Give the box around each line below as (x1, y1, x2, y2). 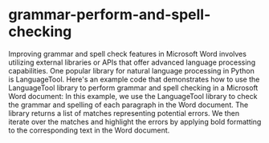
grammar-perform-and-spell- (8, 6, 211, 24)
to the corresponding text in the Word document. (8, 125, 170, 135)
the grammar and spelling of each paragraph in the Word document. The (8, 100, 249, 109)
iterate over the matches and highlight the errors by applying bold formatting (8, 117, 262, 126)
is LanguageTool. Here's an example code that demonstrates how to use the (8, 74, 260, 84)
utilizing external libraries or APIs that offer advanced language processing (8, 58, 255, 67)
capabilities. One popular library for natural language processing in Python (8, 66, 255, 75)
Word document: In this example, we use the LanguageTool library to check (8, 91, 258, 101)
